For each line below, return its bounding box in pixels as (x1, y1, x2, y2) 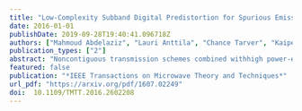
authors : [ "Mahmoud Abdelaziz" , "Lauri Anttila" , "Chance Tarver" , (9, 38, 268, 47)
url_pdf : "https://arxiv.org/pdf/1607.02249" (9, 80, 182, 89)
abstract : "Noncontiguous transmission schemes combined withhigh (9, 55, 263, 64)
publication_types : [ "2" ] (9, 47, 106, 55)
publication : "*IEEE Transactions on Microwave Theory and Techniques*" (9, 72, 288, 81)
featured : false (9, 64, 70, 73)
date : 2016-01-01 (9, 21, 75, 30)
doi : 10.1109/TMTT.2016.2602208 (9, 88, 135, 97)
